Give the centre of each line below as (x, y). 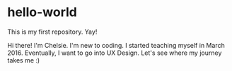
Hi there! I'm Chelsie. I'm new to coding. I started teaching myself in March (116, 45)
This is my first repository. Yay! (52, 32)
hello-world (42, 12)
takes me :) (24, 60)
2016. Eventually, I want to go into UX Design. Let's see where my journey (115, 53)
